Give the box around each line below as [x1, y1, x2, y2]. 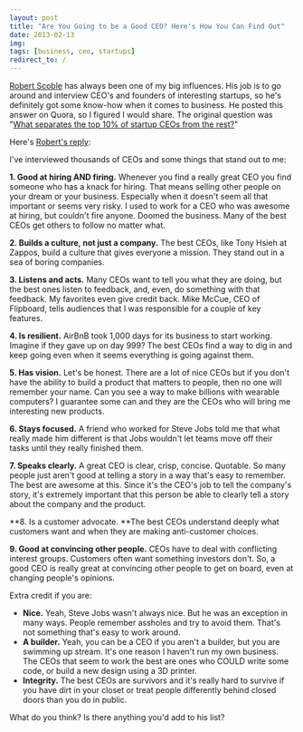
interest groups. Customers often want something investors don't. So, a [9, 553, 276, 563]
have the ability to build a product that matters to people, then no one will [9, 377, 282, 387]
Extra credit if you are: [9, 590, 92, 600]
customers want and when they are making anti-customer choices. [9, 526, 260, 536]
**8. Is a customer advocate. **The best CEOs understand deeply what [9, 516, 279, 527]
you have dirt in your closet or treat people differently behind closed [22, 685, 277, 695]
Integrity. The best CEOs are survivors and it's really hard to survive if [22, 675, 285, 686]
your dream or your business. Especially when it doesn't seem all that [9, 191, 269, 201]
